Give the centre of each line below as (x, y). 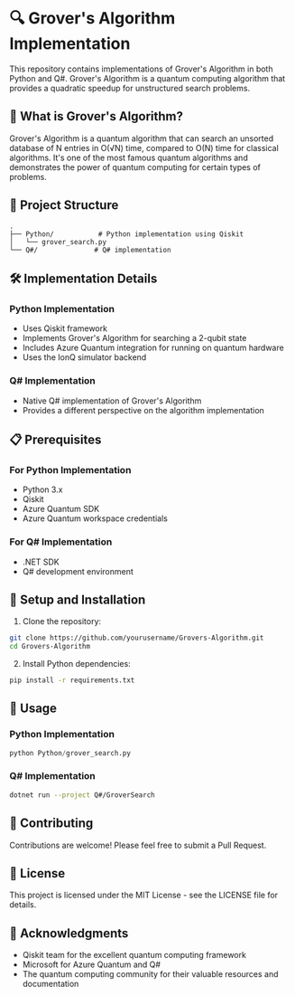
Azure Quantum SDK (61, 509)
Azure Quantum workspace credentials (95, 518)
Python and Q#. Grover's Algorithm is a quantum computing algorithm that (147, 78)
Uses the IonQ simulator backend (84, 357)
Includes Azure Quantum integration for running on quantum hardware (153, 348)
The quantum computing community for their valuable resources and (150, 974)
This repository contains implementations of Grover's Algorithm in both (141, 69)
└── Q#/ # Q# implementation (90, 250)
